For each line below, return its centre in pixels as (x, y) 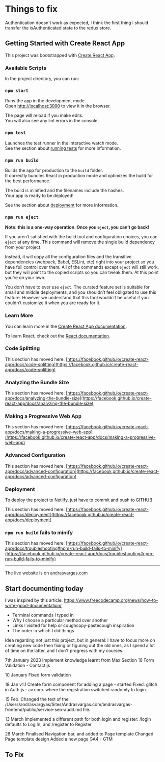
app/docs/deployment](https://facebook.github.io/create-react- (69, 515)
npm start (17, 90)
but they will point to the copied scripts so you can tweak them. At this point (82, 272)
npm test (15, 133)
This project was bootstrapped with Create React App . (60, 55)
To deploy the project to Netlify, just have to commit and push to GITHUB (79, 500)
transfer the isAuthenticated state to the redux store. (58, 28)
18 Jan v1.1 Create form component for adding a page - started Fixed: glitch (81, 684)
